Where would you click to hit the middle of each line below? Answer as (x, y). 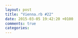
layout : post (18, 10)
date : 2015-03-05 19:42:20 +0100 (39, 19)
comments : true (21, 23)
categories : (17, 28)
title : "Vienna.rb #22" (29, 14)
